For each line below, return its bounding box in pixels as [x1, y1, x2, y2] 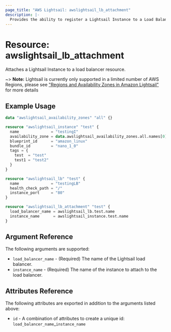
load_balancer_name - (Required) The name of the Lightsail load [12, 256, 146, 262]
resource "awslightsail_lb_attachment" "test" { [5, 204, 110, 209]
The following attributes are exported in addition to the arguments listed [5, 300, 156, 307]
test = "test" [14, 153, 47, 158]
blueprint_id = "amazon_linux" [10, 138, 88, 144]
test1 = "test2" [14, 158, 49, 163]
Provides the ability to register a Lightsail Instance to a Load [10, 17, 154, 22]
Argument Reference [5, 232, 73, 242]
